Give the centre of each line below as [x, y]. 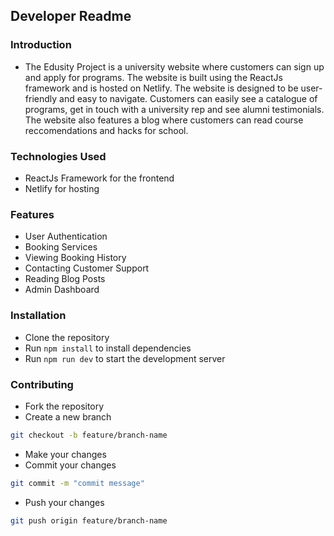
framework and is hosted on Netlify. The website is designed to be [161, 88]
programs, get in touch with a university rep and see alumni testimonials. [174, 109]
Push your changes [64, 502]
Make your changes [65, 454]
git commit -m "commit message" [77, 483]
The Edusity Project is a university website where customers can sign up [174, 66]
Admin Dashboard [62, 290]
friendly [41, 98]
